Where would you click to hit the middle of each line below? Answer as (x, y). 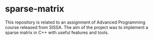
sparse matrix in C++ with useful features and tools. (57, 32)
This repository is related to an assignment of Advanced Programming (75, 22)
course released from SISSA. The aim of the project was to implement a (77, 27)
